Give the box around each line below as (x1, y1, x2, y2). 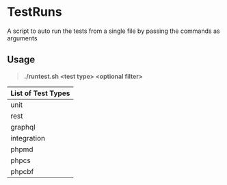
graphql (10, 122, 36, 132)
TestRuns (7, 4, 63, 20)
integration (10, 133, 46, 143)
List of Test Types (10, 88, 70, 98)
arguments (7, 34, 38, 42)
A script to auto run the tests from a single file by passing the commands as (7, 27, 220, 35)
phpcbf (10, 166, 34, 176)
